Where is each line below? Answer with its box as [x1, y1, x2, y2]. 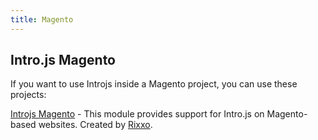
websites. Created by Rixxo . [38, 119, 153, 131]
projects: [10, 89, 47, 101]
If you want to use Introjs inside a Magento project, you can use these [10, 78, 298, 90]
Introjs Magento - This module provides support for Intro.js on [10, 108, 265, 120]
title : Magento [10, 14, 74, 25]
